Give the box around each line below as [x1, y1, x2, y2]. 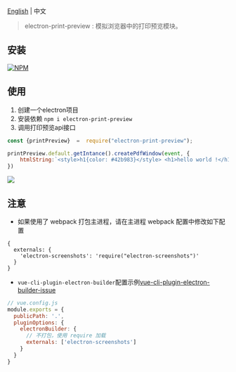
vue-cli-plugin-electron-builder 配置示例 [17, 278, 140, 286]
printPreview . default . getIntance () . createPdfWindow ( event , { [7, 150, 190, 157]
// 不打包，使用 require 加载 [25, 332, 106, 340]
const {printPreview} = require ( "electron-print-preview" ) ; [7, 137, 193, 144]
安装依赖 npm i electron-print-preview [17, 114, 133, 122]
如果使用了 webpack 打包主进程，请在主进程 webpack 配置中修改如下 [17, 217, 219, 226]
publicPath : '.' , [13, 312, 65, 319]
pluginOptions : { [13, 319, 65, 326]
